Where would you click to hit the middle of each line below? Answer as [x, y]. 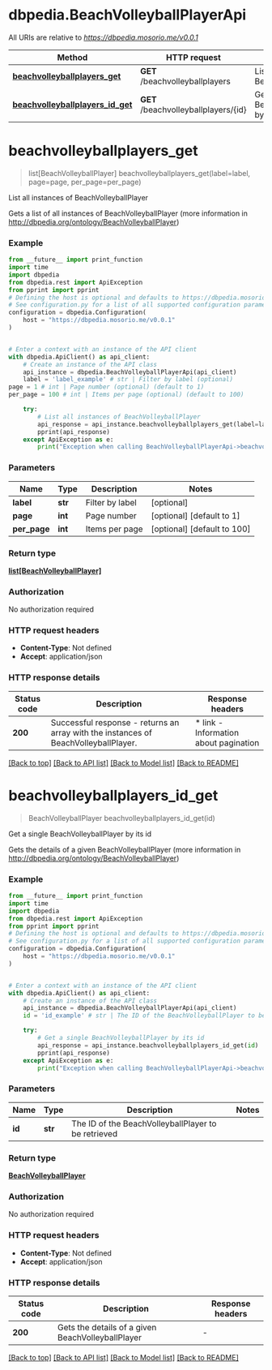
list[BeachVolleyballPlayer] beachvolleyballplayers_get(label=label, [139, 173]
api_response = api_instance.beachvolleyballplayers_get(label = [148, 424]
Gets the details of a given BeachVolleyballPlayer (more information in [125, 849]
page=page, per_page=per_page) [85, 182]
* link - [209, 722]
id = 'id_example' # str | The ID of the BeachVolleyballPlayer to [139, 1016]
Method [72, 57]
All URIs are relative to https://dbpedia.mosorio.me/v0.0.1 [103, 37]
